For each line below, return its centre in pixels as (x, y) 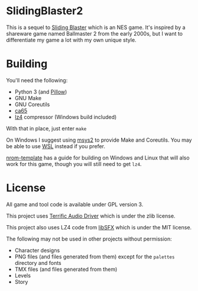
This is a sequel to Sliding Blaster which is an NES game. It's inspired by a (96, 27)
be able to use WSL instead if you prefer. (56, 146)
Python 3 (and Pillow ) (41, 92)
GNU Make (28, 98)
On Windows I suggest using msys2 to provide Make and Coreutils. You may (99, 140)
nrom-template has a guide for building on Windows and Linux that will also (98, 158)
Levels (23, 275)
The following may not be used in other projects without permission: (89, 239)
